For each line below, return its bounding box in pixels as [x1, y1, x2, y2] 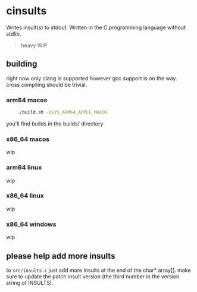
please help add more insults [6, 251, 115, 261]
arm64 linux [6, 164, 42, 172]
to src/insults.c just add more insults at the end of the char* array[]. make [6, 266, 191, 274]
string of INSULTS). [6, 279, 54, 286]
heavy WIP [20, 42, 48, 49]
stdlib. [6, 30, 21, 37]
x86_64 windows [6, 220, 57, 228]
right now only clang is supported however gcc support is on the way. [6, 74, 177, 81]
